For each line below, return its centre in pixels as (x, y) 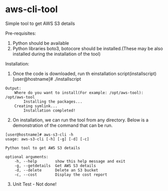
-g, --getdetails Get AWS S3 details (55, 166)
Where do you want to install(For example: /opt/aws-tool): (79, 92)
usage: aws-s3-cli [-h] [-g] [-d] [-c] (47, 139)
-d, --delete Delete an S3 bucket (56, 170)
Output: (13, 88)
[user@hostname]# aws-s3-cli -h (39, 135)
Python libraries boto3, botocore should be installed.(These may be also (88, 48)
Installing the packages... (53, 102)
